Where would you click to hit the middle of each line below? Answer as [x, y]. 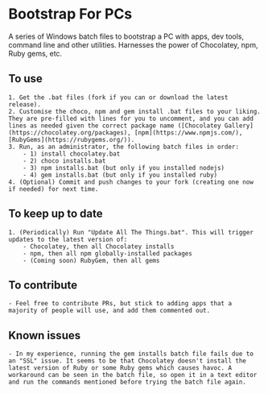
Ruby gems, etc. [35, 53]
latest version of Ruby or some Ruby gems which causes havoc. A [120, 368]
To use [25, 79]
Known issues [45, 335]
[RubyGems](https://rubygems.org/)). [72, 139]
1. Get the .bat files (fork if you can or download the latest [118, 97]
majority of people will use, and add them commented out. [109, 311]
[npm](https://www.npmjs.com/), [188, 133]
